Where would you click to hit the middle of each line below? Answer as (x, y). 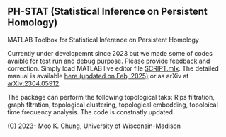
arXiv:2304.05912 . (34, 83)
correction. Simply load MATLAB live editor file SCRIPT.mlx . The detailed (113, 68)
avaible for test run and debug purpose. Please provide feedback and (109, 61)
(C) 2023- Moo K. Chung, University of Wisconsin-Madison (94, 126)
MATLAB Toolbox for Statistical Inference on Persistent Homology (103, 40)
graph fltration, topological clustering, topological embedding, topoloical (113, 105)
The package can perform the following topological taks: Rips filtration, (111, 97)
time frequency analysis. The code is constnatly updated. (91, 112)
